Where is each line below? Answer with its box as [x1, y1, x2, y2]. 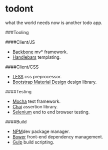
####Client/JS [5, 39, 35, 45]
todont [5, 3, 33, 15]
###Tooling [5, 29, 29, 35]
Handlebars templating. [12, 54, 61, 60]
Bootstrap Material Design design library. [12, 79, 97, 85]
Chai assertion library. [12, 103, 58, 109]
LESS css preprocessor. [12, 73, 62, 79]
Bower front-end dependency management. [12, 133, 103, 139]
